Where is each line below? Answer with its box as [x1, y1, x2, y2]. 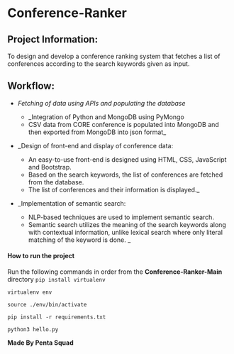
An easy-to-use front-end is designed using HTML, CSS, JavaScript [28, 155, 227, 164]
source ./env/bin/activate [7, 302, 87, 309]
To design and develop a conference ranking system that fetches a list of [7, 52, 221, 60]
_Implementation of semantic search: [17, 199, 126, 207]
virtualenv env [7, 289, 52, 296]
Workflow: [7, 80, 55, 92]
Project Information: [7, 33, 98, 45]
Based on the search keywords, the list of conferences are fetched [28, 170, 223, 179]
